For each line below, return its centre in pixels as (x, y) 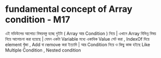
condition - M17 (38, 20)
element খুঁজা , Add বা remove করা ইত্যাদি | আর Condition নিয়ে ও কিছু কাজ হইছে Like (78, 44)
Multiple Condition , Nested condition (43, 50)
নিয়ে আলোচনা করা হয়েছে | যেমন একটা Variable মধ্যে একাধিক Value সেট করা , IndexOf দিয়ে (77, 39)
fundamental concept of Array (69, 9)
